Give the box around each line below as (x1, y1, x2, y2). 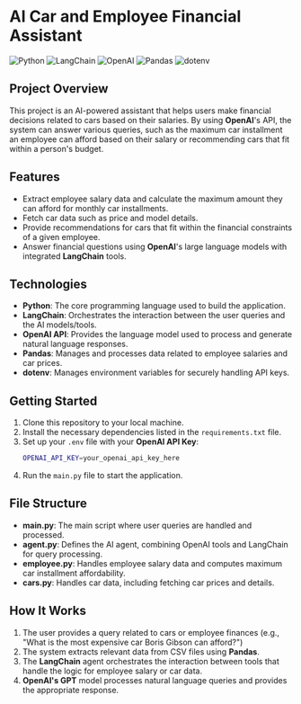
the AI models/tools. (22, 319, 97, 330)
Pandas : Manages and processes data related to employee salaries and (22, 348, 288, 359)
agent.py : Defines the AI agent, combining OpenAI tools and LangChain (22, 539, 289, 549)
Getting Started (9, 393, 98, 408)
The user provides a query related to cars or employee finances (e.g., (22, 627, 280, 637)
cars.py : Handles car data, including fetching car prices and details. (22, 577, 275, 588)
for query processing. (22, 548, 103, 559)
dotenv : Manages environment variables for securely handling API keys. (22, 367, 290, 379)
